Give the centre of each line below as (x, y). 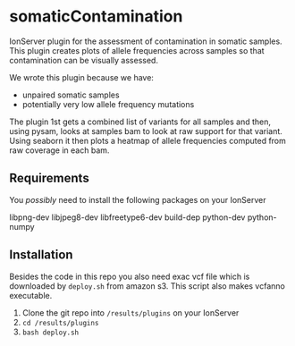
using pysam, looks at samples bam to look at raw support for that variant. (146, 131)
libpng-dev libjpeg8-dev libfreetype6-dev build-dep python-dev (127, 217)
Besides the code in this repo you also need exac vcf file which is (130, 276)
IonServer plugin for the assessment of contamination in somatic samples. (146, 41)
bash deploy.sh (51, 333)
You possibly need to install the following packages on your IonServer (138, 199)
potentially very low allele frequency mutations (108, 104)
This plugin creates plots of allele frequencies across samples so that (137, 50)
